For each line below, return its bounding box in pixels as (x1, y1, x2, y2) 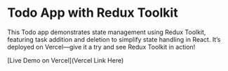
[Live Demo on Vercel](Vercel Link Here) (7, 56, 124, 64)
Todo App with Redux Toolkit (7, 5, 178, 21)
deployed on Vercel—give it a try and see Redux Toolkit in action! (7, 42, 196, 51)
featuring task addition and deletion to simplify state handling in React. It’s (7, 35, 221, 43)
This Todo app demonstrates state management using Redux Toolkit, (7, 28, 206, 36)
